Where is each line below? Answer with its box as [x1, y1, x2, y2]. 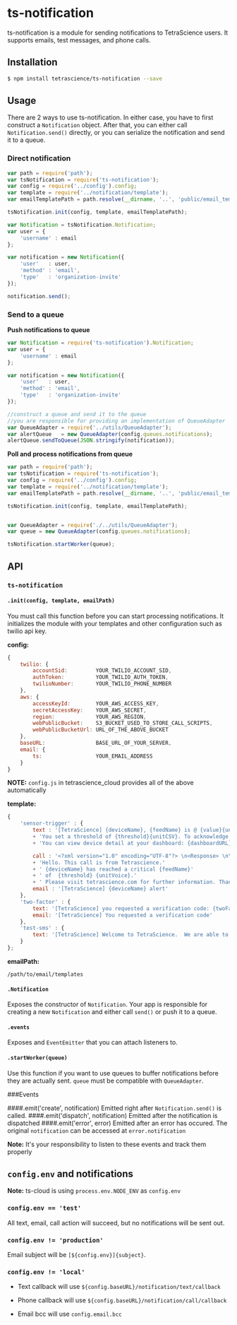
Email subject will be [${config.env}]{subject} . [7, 1250, 146, 1259]
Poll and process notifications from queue [7, 450, 133, 459]
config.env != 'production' [7, 1236, 104, 1244]
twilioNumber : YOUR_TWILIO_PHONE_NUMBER [32, 681, 172, 688]
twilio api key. [7, 627, 47, 635]
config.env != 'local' [7, 1268, 85, 1276]
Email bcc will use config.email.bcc [17, 1309, 122, 1319]
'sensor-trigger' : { [20, 820, 83, 828]
